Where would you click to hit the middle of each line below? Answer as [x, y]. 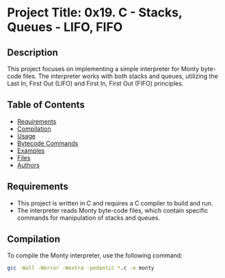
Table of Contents [46, 105]
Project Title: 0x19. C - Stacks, [95, 13]
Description [32, 52]
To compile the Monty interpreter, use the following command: [95, 255]
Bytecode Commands [48, 143]
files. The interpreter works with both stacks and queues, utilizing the [121, 76]
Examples [31, 150]
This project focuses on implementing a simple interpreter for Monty [103, 69]
